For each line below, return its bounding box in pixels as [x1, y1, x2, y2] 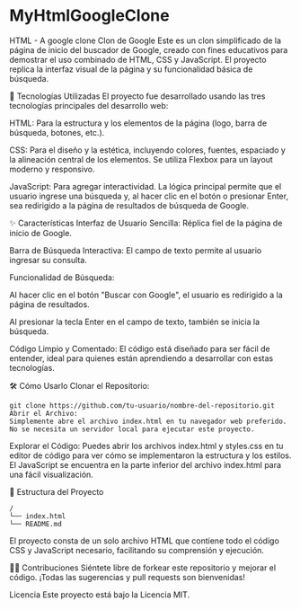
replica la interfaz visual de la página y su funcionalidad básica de [9, 64, 253, 75]
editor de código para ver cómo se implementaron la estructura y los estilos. [9, 450, 292, 461]
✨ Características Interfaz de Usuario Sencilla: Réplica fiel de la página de [9, 217, 283, 228]
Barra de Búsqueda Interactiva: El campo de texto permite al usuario [9, 244, 262, 256]
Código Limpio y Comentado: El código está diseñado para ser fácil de [9, 343, 271, 354]
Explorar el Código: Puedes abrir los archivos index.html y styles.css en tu [9, 440, 284, 451]
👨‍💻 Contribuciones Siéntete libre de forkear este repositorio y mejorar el [9, 562, 277, 573]
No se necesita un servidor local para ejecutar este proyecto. [9, 424, 255, 434]
